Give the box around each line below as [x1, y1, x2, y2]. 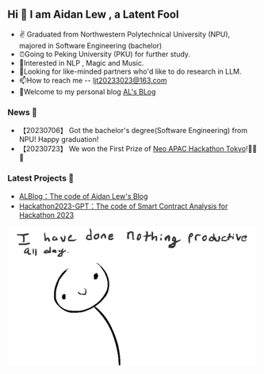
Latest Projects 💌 [7, 173, 75, 184]
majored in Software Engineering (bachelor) [18, 40, 163, 50]
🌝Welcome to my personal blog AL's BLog [18, 86, 156, 96]
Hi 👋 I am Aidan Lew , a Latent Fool [7, 8, 179, 21]
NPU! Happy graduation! [18, 135, 99, 144]
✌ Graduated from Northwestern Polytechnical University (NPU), [18, 29, 231, 39]
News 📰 [7, 106, 37, 117]
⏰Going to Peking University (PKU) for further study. [18, 49, 191, 59]
